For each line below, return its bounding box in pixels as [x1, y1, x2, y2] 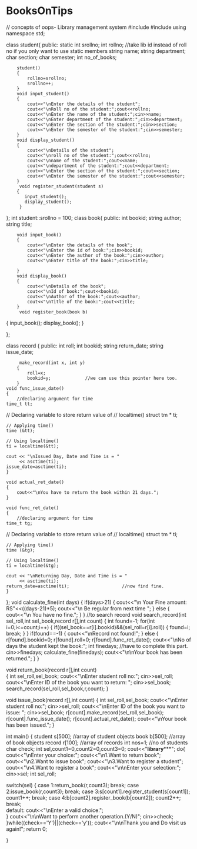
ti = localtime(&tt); [6, 443, 59, 449]
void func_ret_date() [6, 504, 59, 511]
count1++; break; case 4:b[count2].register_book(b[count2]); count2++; [6, 794, 181, 801]
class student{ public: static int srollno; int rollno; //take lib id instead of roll [6, 41, 187, 48]
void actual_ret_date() [6, 479, 65, 485]
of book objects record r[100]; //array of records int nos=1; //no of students [6, 739, 188, 746]
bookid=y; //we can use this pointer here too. [27, 375, 178, 381]
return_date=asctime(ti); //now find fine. [6, 583, 165, 589]
